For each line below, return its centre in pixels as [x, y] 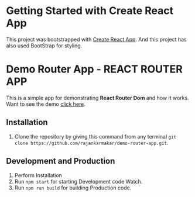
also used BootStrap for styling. [44, 46]
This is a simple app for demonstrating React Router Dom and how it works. [97, 98]
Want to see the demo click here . [46, 104]
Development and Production [61, 161]
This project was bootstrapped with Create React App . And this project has [96, 39]
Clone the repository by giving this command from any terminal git [95, 136]
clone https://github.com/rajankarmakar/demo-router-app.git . [91, 143]
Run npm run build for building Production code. [73, 188]
